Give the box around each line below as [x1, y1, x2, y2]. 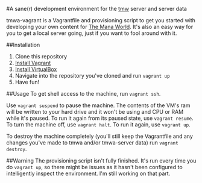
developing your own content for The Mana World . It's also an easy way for [6, 23, 194, 30]
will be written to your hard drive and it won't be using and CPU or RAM [6, 108, 184, 115]
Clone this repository [14, 53, 68, 60]
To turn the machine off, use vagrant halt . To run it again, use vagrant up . [6, 121, 191, 128]
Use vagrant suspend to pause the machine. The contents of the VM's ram [6, 102, 191, 109]
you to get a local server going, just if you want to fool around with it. [6, 29, 177, 37]
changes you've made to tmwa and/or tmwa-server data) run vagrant [6, 139, 179, 146]
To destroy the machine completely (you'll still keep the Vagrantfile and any [6, 132, 193, 140]
